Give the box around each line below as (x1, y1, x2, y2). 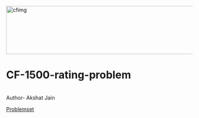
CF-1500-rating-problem (6, 68, 131, 82)
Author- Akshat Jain (6, 94, 55, 101)
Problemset (6, 106, 34, 113)
